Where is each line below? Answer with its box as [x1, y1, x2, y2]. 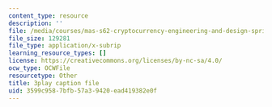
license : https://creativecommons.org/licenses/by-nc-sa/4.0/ [8, 57, 223, 65]
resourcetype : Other [8, 72, 79, 80]
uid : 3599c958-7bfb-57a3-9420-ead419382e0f [8, 86, 158, 95]
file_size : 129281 [8, 34, 70, 43]
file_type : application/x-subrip [8, 42, 121, 50]
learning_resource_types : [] [8, 49, 107, 57]
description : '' [8, 19, 63, 27]
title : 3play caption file [8, 79, 100, 87]
